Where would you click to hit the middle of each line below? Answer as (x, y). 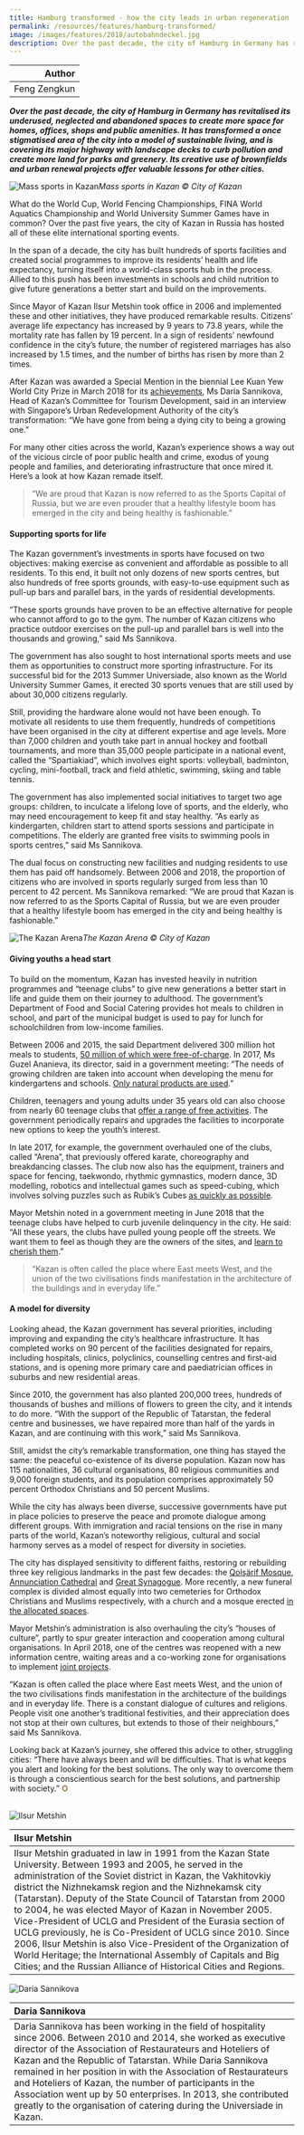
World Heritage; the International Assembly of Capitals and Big (147, 1955)
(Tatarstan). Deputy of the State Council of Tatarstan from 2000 (150, 1898)
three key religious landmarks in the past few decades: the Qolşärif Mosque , (152, 1572)
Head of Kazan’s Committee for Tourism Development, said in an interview (148, 401)
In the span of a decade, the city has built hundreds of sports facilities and (148, 251)
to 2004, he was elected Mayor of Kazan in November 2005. (143, 1910)
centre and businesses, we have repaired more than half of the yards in (142, 1423)
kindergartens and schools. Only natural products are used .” (122, 1083)
